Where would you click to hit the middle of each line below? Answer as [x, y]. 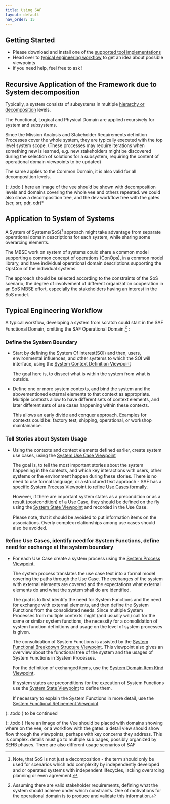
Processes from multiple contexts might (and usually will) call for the [84, 615]
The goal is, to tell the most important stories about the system [78, 465]
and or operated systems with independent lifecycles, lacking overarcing [88, 770]
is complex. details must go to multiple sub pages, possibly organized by [81, 739]
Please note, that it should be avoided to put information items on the [84, 517]
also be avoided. [30, 528]
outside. [21, 379]
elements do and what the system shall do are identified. [71, 590]
